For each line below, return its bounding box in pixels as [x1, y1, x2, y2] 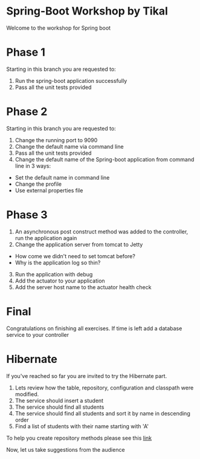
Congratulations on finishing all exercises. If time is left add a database [6, 325, 182, 332]
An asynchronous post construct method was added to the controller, [15, 228, 189, 235]
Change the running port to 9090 [15, 136, 98, 143]
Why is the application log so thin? [15, 259, 101, 266]
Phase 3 [6, 208, 48, 221]
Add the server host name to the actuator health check [15, 283, 152, 291]
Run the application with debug [15, 270, 93, 278]
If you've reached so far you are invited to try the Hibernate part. [6, 372, 167, 379]
